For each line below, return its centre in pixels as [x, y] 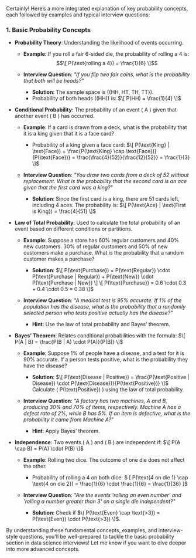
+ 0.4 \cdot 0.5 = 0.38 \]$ [63, 289]
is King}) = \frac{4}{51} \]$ [64, 211]
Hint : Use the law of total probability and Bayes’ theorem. [101, 324]
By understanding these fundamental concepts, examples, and [82, 530]
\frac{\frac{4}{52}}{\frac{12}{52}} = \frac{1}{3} [133, 157]
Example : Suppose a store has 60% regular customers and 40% [101, 241]
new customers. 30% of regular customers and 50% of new [96, 246]
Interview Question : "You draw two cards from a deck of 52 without [106, 175]
